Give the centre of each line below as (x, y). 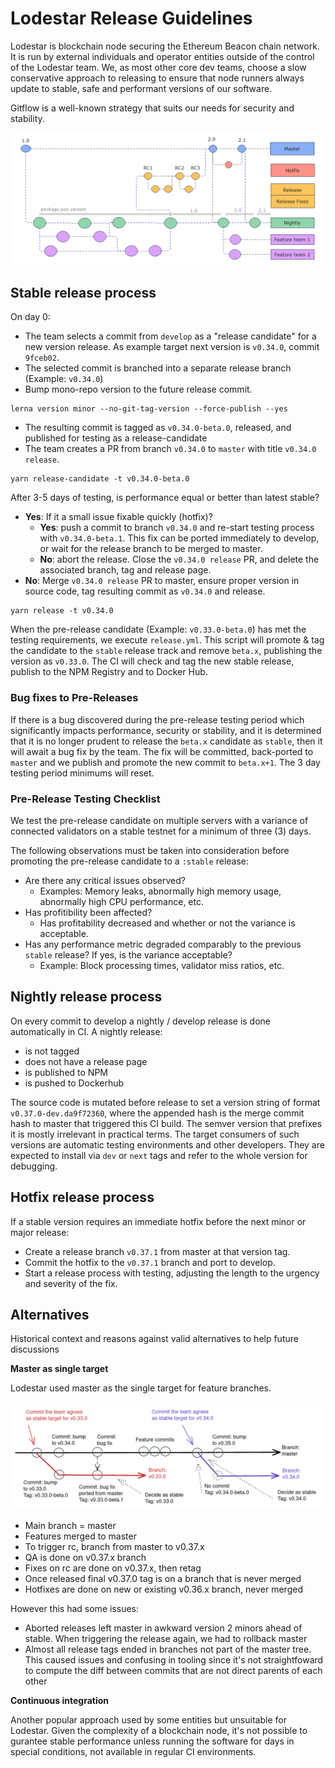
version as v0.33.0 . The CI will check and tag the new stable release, (152, 661)
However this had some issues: (75, 1608)
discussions (35, 1349)
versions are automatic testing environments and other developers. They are (167, 1144)
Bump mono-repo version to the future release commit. (138, 389)
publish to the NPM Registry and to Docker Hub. (109, 672)
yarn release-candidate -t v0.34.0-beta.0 (100, 479)
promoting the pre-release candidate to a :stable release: (130, 861)
